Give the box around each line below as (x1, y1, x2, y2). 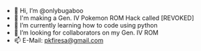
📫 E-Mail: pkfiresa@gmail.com (13, 37, 103, 44)
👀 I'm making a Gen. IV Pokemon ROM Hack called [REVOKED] (13, 14, 194, 22)
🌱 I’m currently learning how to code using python (13, 21, 158, 29)
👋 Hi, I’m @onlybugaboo (13, 7, 84, 14)
